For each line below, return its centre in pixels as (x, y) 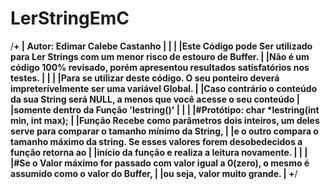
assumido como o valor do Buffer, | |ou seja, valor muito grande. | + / (154, 173)
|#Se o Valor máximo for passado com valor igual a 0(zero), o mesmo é (160, 163)
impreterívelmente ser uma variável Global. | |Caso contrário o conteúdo (164, 88)
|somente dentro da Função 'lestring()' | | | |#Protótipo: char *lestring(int (165, 109)
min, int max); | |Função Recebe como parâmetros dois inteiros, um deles (165, 120)
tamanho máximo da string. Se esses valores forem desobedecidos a (156, 141)
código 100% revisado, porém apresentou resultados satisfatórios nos (160, 67)
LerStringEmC (70, 18)
